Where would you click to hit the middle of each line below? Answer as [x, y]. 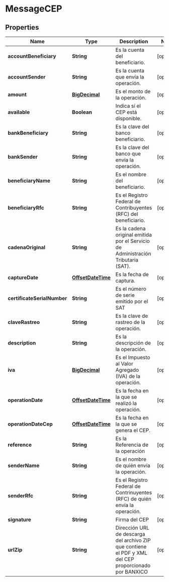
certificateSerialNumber [37, 298]
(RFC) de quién [134, 499]
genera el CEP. [133, 430]
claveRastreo [24, 322]
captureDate [23, 277]
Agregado [127, 370]
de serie [125, 295]
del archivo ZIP [133, 540]
